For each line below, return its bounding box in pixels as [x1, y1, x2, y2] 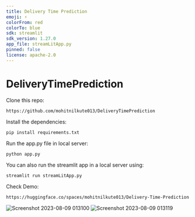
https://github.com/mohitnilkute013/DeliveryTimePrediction [6, 108, 156, 114]
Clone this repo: [6, 97, 45, 104]
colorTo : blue [6, 25, 41, 31]
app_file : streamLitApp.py [6, 42, 72, 47]
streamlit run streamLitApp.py [6, 173, 82, 178]
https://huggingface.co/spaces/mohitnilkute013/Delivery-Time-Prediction [6, 194, 190, 200]
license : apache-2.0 [6, 52, 57, 58]
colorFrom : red [6, 19, 43, 25]
